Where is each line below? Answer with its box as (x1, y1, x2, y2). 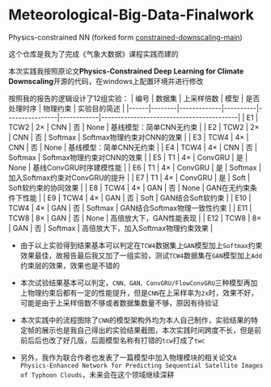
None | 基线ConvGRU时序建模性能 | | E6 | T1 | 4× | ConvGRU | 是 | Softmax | (8, 162, 261, 172)
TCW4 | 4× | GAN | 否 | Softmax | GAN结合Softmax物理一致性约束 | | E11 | (8, 203, 252, 212)
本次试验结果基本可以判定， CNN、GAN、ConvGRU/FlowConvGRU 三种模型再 (19, 277, 251, 288)
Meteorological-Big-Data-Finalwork (8, 6, 255, 24)
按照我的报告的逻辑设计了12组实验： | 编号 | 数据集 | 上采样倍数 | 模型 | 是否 (8, 93, 260, 103)
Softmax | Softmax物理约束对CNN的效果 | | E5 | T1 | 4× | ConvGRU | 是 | (8, 152, 248, 162)
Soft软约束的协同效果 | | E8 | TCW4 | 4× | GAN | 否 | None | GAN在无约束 (8, 183, 251, 192)
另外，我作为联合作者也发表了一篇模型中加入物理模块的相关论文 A (19, 352, 237, 362)
